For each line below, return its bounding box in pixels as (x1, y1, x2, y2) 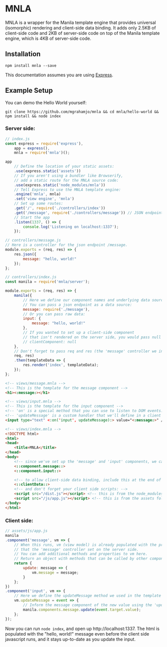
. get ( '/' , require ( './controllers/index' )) (14, 206, 106, 211)
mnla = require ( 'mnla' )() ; (14, 150, 70, 155)
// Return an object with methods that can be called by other (14, 556, 148, 561)
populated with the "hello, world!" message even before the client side (5, 631, 150, 637)
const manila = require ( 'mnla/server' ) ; (5, 279, 90, 284)
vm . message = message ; (31, 570, 79, 575)
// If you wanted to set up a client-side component (23, 330, 135, 335)
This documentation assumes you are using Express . (5, 72, 113, 78)
